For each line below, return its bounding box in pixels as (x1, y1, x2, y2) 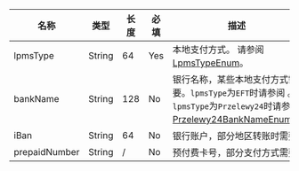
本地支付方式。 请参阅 (172, 43, 264, 56)
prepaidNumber (13, 146, 80, 158)
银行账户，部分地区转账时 (172, 130, 280, 142)
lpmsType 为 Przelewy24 (172, 100, 264, 112)
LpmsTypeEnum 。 (172, 57, 249, 69)
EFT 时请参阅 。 (235, 87, 296, 98)
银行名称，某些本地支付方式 (172, 74, 289, 85)
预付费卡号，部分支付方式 (172, 146, 280, 159)
